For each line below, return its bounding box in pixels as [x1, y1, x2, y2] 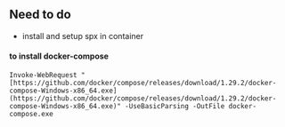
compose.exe [9, 110, 53, 119]
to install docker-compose [9, 51, 110, 61]
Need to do [9, 7, 71, 22]
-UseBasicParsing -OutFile [124, 102, 225, 111]
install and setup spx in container [21, 30, 144, 41]
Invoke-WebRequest [9, 71, 77, 80]
